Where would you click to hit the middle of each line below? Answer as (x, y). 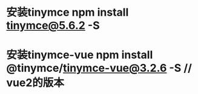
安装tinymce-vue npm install (80, 55)
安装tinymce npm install (68, 12)
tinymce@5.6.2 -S (53, 26)
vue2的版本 (35, 83)
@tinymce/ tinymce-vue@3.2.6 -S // (99, 68)
